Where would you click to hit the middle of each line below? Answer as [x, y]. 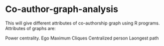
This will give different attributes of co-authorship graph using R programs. [83, 23]
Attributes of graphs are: [31, 28]
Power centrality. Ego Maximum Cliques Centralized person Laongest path [82, 38]
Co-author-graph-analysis [62, 9]
